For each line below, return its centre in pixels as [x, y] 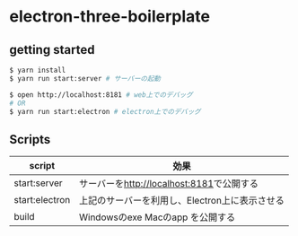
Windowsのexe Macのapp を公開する [158, 217]
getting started [52, 50]
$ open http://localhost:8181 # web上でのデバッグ [101, 95]
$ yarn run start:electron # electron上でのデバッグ [105, 111]
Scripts [30, 140]
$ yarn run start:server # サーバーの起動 [85, 78]
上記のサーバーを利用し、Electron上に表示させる [182, 201]
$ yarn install [38, 70]
